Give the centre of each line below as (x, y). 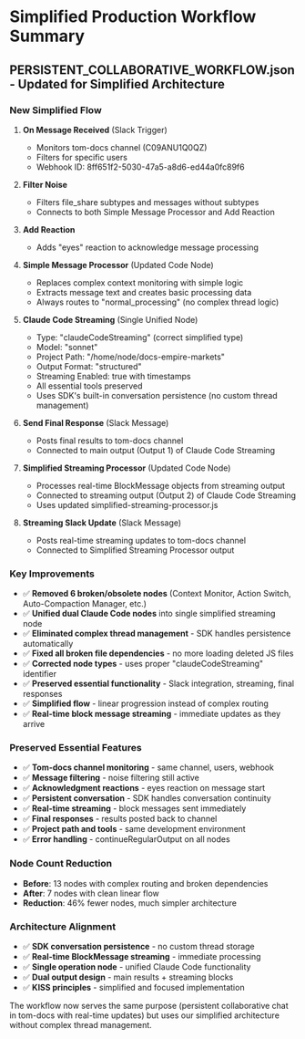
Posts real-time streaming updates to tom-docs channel (141, 540)
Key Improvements (52, 574)
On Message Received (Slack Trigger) (95, 130)
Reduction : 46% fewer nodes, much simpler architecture (129, 903)
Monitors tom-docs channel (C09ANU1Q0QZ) (122, 147)
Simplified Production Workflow (133, 17)
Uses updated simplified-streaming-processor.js (127, 504)
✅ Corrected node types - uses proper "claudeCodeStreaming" (143, 664)
